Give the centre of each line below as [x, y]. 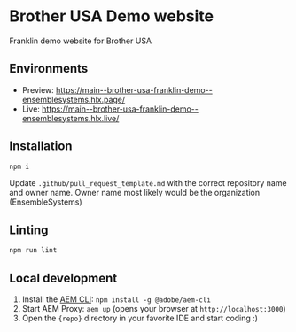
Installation [41, 147]
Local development [63, 278]
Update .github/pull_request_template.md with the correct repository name [148, 183]
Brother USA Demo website [112, 16]
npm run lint [33, 251]
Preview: [38, 89]
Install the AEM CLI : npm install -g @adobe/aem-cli [116, 299]
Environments [49, 69]
